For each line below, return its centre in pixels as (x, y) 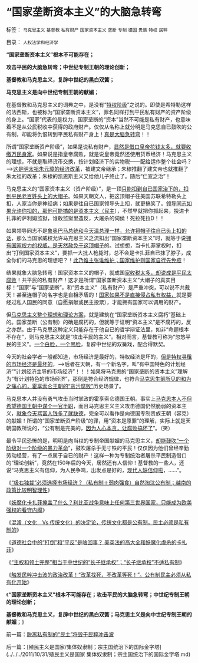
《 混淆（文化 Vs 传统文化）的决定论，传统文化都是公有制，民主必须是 (93, 522)
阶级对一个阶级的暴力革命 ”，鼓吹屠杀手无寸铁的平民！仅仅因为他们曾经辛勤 (98, 448)
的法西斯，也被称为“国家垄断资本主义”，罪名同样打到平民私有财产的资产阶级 (99, 112)
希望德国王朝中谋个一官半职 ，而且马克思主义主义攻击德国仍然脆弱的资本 (94, 406)
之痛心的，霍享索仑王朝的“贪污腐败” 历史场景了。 (65, 386)
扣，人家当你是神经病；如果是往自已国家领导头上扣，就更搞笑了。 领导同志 (96, 203)
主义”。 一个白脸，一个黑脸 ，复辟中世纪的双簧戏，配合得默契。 (93, 344)
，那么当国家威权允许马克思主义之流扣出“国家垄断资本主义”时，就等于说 (99, 238)
